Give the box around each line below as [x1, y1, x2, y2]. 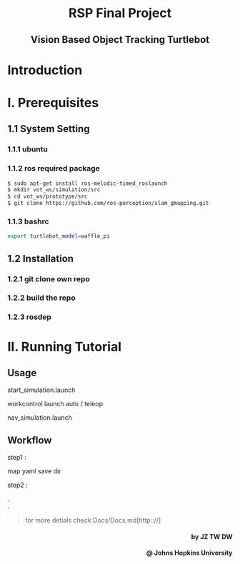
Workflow [7, 434, 52, 446]
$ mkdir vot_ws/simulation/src [7, 186, 101, 193]
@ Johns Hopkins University [146, 548, 233, 558]
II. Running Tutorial [7, 338, 122, 355]
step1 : [7, 453, 26, 462]
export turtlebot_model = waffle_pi [7, 233, 111, 240]
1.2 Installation [7, 252, 74, 265]
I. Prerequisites [7, 94, 99, 111]
